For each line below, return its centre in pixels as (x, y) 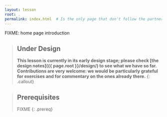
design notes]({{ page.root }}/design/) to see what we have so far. (87, 66)
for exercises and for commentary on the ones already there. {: (83, 76)
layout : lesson (20, 10)
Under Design (39, 48)
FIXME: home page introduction (37, 33)
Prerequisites (38, 97)
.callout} (25, 82)
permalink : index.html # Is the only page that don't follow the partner (84, 19)
